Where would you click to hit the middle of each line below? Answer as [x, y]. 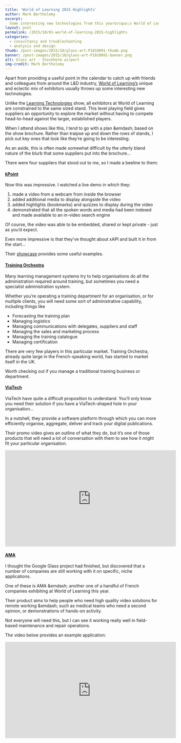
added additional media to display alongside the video [66, 200]
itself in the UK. [20, 361]
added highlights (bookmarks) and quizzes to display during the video [82, 205]
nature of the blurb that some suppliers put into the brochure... [68, 153]
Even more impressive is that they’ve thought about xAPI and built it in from [81, 239]
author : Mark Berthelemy [30, 14]
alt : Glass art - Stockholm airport [42, 60]
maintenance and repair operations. [54, 625]
